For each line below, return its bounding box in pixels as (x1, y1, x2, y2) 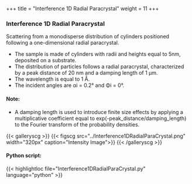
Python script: (6, 152, 42, 159)
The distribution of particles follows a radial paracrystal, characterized (14, 63, 184, 70)
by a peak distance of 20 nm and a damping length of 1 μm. (14, 69, 158, 76)
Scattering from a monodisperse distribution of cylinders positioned (6, 33, 170, 40)
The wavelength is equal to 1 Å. (14, 76, 90, 83)
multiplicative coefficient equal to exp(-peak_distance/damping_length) (14, 115, 187, 122)
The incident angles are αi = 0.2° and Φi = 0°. (14, 82, 125, 89)
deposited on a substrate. (14, 57, 77, 64)
